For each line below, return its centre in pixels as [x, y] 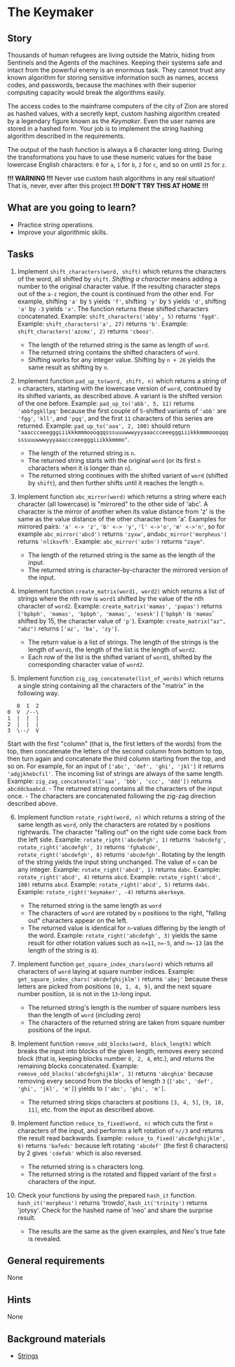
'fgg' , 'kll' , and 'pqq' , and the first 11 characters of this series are [115, 418]
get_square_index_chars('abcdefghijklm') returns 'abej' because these [122, 979]
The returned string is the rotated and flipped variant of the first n [122, 1174]
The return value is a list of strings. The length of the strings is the [123, 642]
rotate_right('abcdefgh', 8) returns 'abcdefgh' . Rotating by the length [121, 854]
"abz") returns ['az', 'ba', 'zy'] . [68, 628]
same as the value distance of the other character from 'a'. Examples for [122, 519]
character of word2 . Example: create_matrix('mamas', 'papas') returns [120, 606]
